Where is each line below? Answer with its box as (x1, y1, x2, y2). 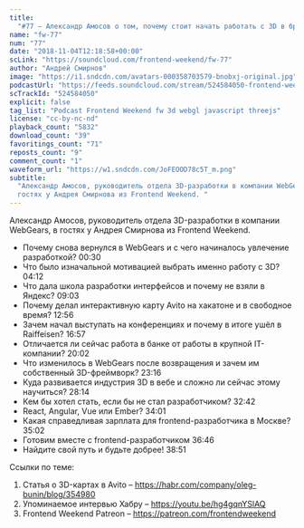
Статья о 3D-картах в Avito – (22, 479, 133, 490)
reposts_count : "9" (9, 148, 83, 157)
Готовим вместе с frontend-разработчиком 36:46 (22, 435, 214, 445)
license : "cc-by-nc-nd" (9, 114, 100, 123)
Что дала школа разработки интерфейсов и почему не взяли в (22, 281, 265, 291)
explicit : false (9, 97, 71, 107)
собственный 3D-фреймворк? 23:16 (22, 368, 162, 378)
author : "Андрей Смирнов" (9, 64, 107, 73)
